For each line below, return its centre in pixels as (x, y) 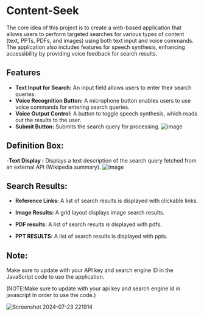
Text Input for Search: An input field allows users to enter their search (103, 87)
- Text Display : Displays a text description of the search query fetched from (101, 160)
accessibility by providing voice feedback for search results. (82, 53)
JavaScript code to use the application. (55, 277)
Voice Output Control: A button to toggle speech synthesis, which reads (106, 113)
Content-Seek (43, 11)
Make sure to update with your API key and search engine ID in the (90, 270)
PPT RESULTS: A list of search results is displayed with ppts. (91, 237)
